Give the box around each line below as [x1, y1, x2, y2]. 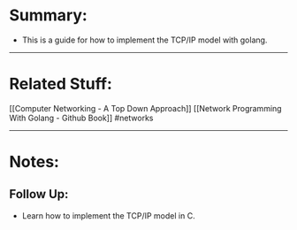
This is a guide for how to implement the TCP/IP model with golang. [21, 34, 268, 45]
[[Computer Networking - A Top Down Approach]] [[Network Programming [9, 103, 282, 113]
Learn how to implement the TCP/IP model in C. [21, 210, 196, 221]
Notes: [9, 152, 60, 172]
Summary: [9, 5, 88, 26]
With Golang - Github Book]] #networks [9, 112, 154, 123]
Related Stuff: [9, 74, 113, 94]
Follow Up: [9, 187, 69, 202]
